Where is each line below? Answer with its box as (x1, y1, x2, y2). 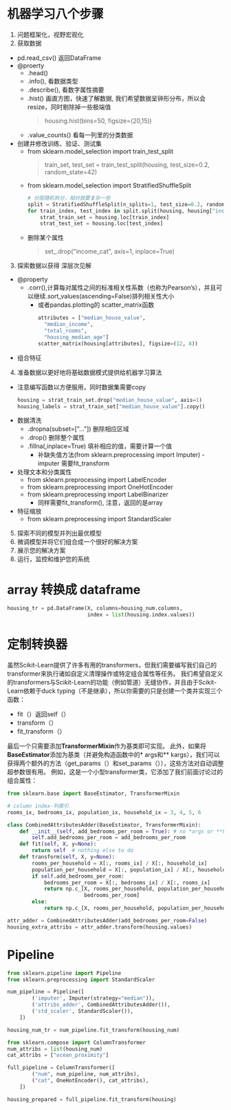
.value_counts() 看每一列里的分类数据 (27, 130, 133, 139)
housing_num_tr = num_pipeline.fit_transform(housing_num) (7, 1027, 180, 1033)
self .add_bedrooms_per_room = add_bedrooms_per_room (32, 834, 186, 841)
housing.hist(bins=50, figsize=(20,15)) (44, 117, 153, 125)
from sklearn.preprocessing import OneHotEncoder (27, 483, 173, 492)
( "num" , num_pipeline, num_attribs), (32, 1071, 140, 1078)
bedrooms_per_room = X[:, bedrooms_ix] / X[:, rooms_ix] (43, 879, 211, 886)
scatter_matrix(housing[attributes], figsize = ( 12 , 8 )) (37, 340, 198, 347)
